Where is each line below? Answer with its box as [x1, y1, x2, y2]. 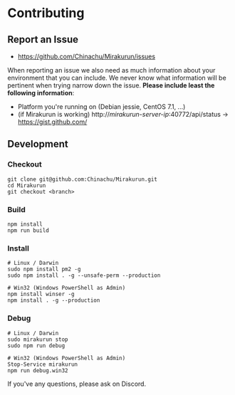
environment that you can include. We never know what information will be [7, 73, 226, 82]
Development [7, 138, 69, 150]
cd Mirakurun [7, 181, 46, 189]
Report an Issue [7, 33, 79, 46]
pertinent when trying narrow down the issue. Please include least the [7, 81, 215, 90]
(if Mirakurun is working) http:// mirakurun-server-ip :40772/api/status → [17, 110, 229, 118]
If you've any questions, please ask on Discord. [7, 379, 147, 388]
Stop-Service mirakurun [7, 361, 78, 368]
